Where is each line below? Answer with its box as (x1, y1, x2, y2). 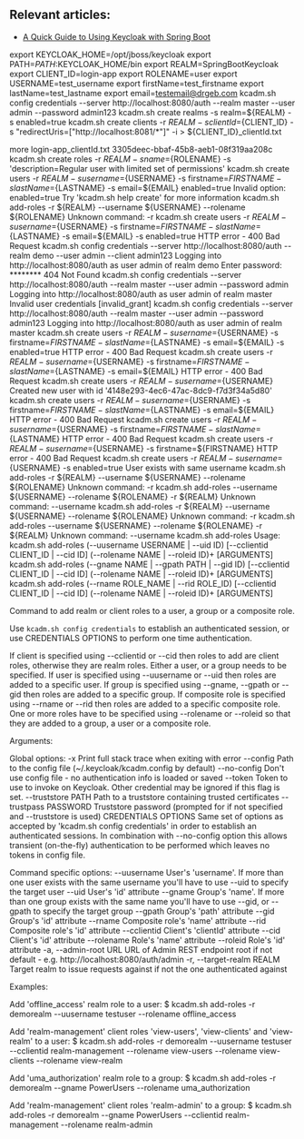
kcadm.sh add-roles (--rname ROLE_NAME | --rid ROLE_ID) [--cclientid (9, 578, 277, 589)
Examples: (9, 981, 48, 992)
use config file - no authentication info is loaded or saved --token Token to (9, 772, 289, 783)
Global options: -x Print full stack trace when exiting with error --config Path (9, 753, 294, 764)
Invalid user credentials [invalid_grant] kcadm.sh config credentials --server (9, 298, 293, 309)
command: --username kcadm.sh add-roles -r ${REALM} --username (9, 500, 270, 511)
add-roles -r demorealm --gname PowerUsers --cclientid (9, 1109, 224, 1120)
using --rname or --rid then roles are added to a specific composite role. (9, 698, 281, 709)
